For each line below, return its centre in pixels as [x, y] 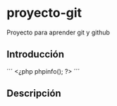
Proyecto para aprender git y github [58, 32]
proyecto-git [44, 13]
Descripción [34, 94]
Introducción [36, 54]
